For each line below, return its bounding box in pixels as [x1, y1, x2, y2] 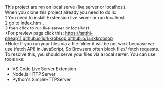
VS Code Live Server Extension [12, 66, 76, 72]
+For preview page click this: [5, 30, 64, 36]
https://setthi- [65, 30, 93, 36]
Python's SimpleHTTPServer [12, 76, 71, 82]
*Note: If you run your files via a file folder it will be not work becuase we [5, 41, 154, 46]
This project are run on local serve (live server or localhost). [5, 4, 127, 10]
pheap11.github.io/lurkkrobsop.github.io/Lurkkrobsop [5, 35, 113, 41]
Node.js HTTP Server [12, 71, 56, 77]
